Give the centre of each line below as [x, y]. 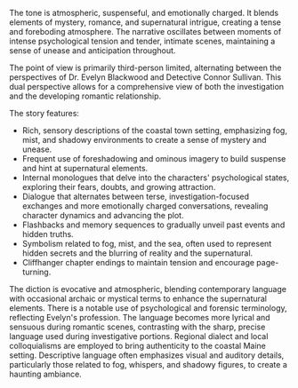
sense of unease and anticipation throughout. [93, 51]
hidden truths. [48, 234]
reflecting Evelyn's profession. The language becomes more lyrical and [140, 317]
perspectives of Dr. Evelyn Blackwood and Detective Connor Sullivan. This [145, 77]
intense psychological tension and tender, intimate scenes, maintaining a [142, 41]
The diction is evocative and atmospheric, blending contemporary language [148, 289]
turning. [36, 272]
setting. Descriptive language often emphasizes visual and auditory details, [147, 355]
